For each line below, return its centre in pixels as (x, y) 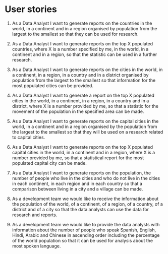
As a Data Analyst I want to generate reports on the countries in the (82, 23)
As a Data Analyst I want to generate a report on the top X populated (83, 95)
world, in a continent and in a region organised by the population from (85, 126)
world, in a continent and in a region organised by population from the (85, 28)
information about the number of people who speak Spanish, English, (84, 230)
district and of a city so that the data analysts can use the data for (80, 209)
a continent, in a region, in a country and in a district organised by (80, 75)
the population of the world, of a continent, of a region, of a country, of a (88, 204)
